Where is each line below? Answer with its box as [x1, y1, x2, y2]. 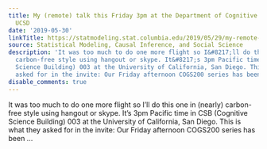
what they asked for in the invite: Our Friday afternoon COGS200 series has [8, 124, 256, 135]
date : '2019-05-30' [8, 26, 73, 34]
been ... [8, 133, 33, 143]
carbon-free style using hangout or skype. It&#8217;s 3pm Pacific [15, 56, 244, 64]
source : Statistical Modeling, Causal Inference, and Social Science [8, 41, 244, 49]
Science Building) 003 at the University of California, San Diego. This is [8, 117, 242, 126]
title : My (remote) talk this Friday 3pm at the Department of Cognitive [8, 11, 258, 20]
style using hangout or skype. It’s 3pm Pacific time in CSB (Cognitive [23, 108, 248, 117]
